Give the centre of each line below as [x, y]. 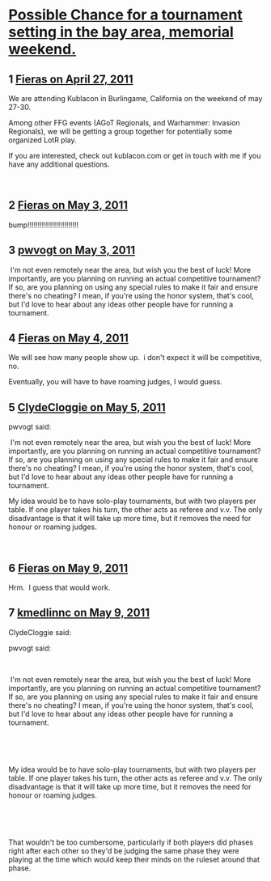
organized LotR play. [42, 140]
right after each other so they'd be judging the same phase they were [124, 850]
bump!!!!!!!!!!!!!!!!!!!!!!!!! [44, 225]
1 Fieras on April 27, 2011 [71, 79]
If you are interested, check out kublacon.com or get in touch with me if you [135, 156]
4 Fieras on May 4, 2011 [69, 339]
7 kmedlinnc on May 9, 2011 [79, 613]
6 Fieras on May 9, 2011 [68, 568]
